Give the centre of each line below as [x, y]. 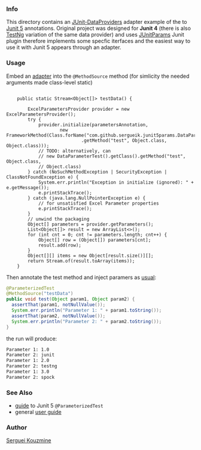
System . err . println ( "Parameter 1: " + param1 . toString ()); [87, 311]
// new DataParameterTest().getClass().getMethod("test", [112, 156]
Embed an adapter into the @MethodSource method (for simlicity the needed [98, 76]
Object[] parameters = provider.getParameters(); [91, 224]
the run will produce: [32, 338]
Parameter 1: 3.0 [28, 372]
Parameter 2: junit [31, 355]
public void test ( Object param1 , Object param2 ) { [71, 299]
